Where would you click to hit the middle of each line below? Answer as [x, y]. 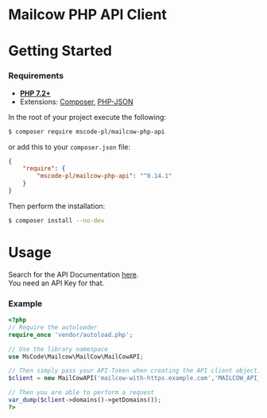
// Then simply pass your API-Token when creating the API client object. [135, 371]
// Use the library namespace [58, 349]
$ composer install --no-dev [56, 220]
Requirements [36, 75]
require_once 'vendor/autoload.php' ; [71, 335]
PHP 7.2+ [35, 93]
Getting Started [60, 51]
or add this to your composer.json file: [70, 147]
